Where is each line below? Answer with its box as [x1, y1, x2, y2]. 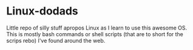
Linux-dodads [6, 4, 79, 18]
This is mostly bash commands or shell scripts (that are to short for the [6, 30, 184, 37]
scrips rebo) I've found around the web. [6, 37, 106, 44]
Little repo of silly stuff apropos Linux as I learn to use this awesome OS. [6, 24, 187, 31]
